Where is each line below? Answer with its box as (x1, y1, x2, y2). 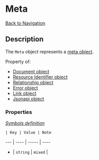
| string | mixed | (12, 149, 48, 155)
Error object (12, 85, 38, 91)
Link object (12, 90, 37, 96)
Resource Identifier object (12, 74, 68, 80)
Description (5, 35, 44, 44)
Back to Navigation (5, 20, 45, 26)
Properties (5, 108, 32, 115)
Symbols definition (5, 120, 45, 126)
